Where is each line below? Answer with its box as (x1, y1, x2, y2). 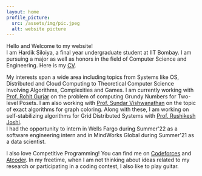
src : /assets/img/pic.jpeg (12, 20, 80, 26)
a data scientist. (6, 138, 46, 146)
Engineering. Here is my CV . (6, 62, 76, 69)
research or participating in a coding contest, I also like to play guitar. (6, 163, 179, 170)
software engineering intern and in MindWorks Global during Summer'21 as (6, 132, 194, 139)
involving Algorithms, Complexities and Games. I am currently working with (6, 86, 194, 94)
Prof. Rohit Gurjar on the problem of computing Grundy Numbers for (6, 93, 177, 100)
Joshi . (6, 119, 22, 126)
